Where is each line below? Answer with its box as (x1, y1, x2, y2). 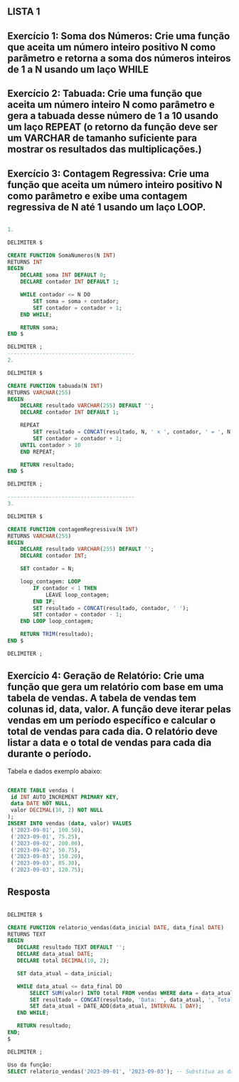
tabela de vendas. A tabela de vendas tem (7, 692, 197, 704)
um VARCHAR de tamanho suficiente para (7, 132, 198, 145)
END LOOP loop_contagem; (20, 618, 94, 625)
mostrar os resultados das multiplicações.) (7, 143, 202, 155)
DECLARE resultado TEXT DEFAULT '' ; (16, 944, 126, 951)
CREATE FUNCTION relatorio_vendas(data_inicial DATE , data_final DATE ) (7, 924, 224, 931)
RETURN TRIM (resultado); (20, 631, 94, 638)
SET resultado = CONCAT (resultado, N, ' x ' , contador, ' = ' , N (33, 428, 231, 436)
